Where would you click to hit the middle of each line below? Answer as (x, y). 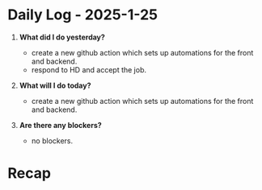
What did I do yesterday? (62, 37)
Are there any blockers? (60, 125)
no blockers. (52, 140)
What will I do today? (55, 85)
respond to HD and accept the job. (89, 69)
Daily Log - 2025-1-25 (83, 15)
